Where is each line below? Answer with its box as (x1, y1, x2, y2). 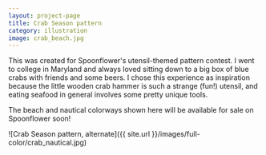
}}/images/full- (151, 129, 200, 139)
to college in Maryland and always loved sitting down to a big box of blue (8, 65, 250, 74)
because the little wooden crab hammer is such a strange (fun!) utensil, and (8, 81, 258, 91)
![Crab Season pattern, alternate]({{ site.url (8, 129, 151, 139)
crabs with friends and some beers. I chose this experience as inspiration (8, 73, 251, 82)
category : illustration (8, 26, 88, 34)
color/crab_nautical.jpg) (8, 137, 87, 148)
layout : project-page (8, 11, 81, 20)
